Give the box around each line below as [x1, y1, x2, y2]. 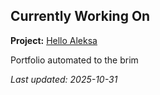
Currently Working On [10, 8, 151, 25]
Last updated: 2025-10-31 [10, 73, 118, 85]
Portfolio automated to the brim [10, 54, 139, 66]
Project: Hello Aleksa [10, 34, 98, 46]
